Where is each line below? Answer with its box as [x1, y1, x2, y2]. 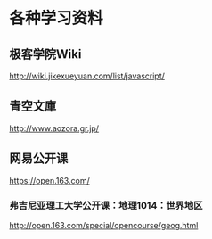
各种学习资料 [9, 8, 104, 29]
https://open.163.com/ [9, 175, 91, 185]
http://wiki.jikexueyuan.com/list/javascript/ [9, 70, 165, 81]
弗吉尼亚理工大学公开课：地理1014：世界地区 [9, 199, 203, 211]
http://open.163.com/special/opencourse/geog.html [9, 219, 199, 230]
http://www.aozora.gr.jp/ [9, 122, 100, 134]
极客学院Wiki [9, 46, 82, 62]
